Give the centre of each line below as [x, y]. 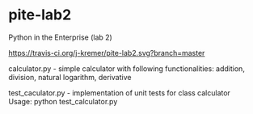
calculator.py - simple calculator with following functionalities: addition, [126, 68]
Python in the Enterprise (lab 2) [61, 37]
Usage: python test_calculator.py [63, 101]
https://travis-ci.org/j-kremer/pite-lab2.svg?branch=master [107, 53]
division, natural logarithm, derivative [70, 77]
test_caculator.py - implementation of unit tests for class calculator [119, 93]
